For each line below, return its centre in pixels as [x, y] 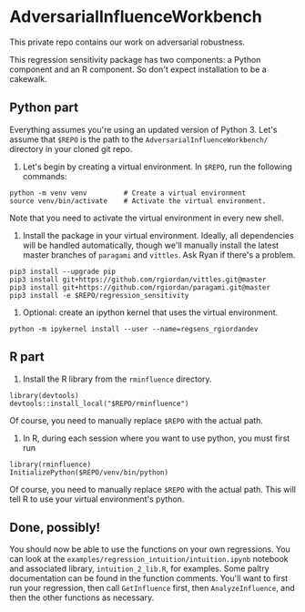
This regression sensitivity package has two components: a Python [135, 59]
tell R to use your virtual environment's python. [97, 499]
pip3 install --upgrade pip [63, 271]
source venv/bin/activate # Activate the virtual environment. [138, 201]
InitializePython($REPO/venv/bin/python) [89, 472]
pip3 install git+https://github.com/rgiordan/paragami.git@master [140, 287]
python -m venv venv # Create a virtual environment [128, 193]
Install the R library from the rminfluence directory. [117, 379]
